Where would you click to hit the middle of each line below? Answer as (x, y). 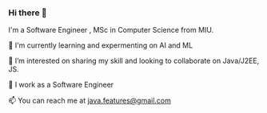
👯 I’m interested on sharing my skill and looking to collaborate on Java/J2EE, (134, 61)
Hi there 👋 (28, 13)
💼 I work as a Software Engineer (61, 85)
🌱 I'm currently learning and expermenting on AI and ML (101, 45)
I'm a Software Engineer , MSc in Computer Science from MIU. (111, 30)
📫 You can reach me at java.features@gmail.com (90, 101)
